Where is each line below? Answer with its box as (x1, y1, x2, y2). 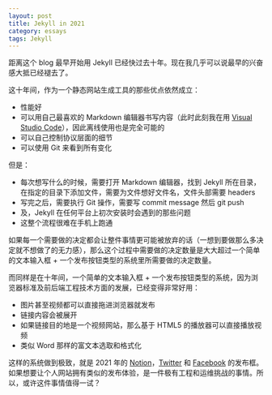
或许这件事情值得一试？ (22, 378, 101, 388)
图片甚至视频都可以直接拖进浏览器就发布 (19, 300, 155, 310)
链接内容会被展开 (19, 310, 78, 320)
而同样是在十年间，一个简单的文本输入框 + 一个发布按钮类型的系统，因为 (8, 273, 252, 282)
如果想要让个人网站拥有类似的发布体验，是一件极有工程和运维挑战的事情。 (8, 368, 257, 378)
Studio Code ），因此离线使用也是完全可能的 (19, 122, 165, 132)
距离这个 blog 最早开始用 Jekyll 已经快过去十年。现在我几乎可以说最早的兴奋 (8, 58, 264, 67)
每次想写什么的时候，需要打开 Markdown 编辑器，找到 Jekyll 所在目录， (19, 178, 261, 187)
